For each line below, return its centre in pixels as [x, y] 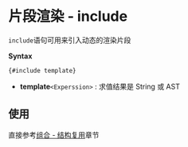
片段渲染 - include [68, 16]
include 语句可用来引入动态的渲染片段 [70, 40]
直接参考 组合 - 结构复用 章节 [54, 135]
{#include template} [43, 70]
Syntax [20, 56]
